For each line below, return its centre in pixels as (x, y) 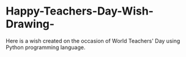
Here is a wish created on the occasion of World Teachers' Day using (93, 41)
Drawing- (30, 24)
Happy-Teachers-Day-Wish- (80, 11)
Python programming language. (46, 47)
